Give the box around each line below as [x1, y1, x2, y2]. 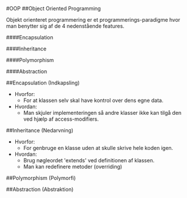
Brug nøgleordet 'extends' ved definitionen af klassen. [23, 157, 155, 163]
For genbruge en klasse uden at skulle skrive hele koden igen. [23, 145, 174, 151]
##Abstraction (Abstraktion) [6, 186, 74, 193]
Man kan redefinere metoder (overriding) [23, 163, 123, 170]
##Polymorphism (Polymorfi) [6, 175, 76, 181]
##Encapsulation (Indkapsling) [6, 79, 80, 86]
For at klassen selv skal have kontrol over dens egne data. [23, 97, 164, 104]
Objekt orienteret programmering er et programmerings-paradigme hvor [6, 16, 181, 23]
